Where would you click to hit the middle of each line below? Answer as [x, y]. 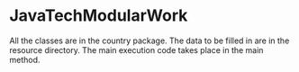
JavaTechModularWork [99, 16]
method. [25, 59]
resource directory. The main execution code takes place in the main [136, 49]
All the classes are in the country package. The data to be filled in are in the [149, 40]
